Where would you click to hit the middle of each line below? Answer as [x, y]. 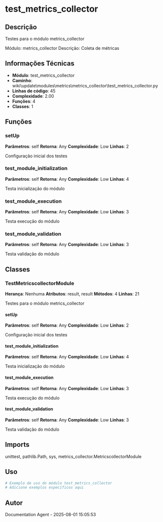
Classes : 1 [22, 106]
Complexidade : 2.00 [33, 96]
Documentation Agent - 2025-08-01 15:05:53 [51, 515]
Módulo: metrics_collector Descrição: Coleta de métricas [62, 48]
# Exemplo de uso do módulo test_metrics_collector [59, 483]
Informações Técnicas [40, 64]
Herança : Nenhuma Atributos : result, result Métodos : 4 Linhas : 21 [72, 294]
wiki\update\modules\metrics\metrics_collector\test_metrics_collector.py [85, 85]
